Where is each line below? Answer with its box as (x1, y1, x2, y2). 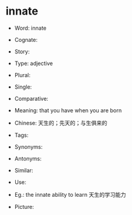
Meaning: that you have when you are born (14, 106, 122, 114)
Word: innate (14, 24, 47, 32)
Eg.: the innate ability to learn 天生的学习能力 (14, 191, 127, 198)
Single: (14, 83, 32, 90)
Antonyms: (14, 155, 42, 162)
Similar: (14, 166, 34, 174)
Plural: (14, 71, 31, 78)
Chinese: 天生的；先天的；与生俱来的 (14, 119, 107, 126)
